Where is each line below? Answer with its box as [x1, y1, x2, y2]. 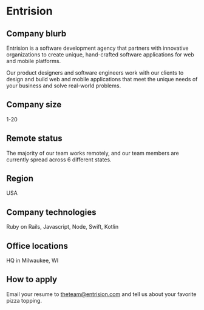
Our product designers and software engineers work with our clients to [6, 69, 184, 76]
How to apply [6, 274, 58, 285]
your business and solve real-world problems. [6, 82, 121, 89]
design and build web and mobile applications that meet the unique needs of [6, 76, 198, 83]
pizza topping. [6, 297, 42, 304]
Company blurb [6, 29, 67, 39]
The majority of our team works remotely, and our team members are [6, 149, 179, 157]
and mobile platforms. [6, 58, 61, 64]
